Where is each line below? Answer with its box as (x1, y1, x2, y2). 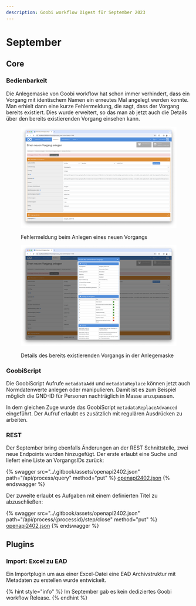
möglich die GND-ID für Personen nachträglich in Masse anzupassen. (6, 392, 174, 399)
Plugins (6, 539, 35, 550)
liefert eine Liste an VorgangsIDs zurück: (6, 457, 104, 464)
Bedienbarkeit (6, 76, 48, 85)
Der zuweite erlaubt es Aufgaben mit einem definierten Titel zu (6, 492, 158, 500)
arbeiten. (6, 417, 28, 424)
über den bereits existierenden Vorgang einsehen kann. (6, 115, 140, 122)
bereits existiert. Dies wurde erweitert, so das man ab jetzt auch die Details (6, 109, 187, 116)
